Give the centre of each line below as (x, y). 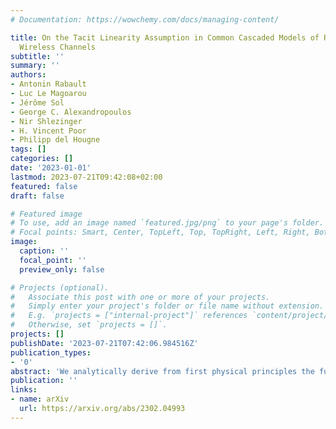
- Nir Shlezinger (46, 121)
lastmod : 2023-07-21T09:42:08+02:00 (86, 177)
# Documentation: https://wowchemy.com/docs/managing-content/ (145, 19)
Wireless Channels (58, 47)
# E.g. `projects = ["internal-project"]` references (129, 316)
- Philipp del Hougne (55, 140)
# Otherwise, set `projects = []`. (89, 325)
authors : (28, 75)
